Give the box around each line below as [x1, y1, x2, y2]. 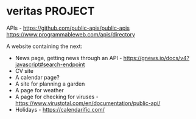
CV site [15, 67, 34, 74]
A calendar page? [15, 73, 60, 81]
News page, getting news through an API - [15, 54, 122, 61]
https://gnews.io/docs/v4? [123, 54, 190, 61]
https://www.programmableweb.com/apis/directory [6, 30, 136, 38]
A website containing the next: [6, 42, 83, 50]
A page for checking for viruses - [15, 93, 99, 100]
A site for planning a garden [15, 80, 85, 87]
